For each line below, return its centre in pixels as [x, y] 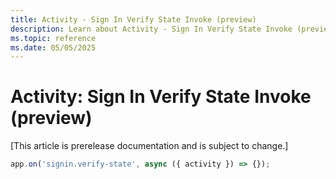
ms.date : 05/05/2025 [53, 47]
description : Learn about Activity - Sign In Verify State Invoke [151, 29]
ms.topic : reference [53, 38]
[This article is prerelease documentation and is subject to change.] [149, 146]
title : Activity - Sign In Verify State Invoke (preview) [133, 19]
